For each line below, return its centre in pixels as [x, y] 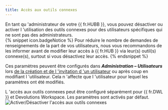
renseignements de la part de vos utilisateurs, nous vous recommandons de [83, 45]
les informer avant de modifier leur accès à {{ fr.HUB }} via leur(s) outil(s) [81, 51]
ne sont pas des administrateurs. [39, 35]
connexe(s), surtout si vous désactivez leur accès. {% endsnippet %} [77, 56]
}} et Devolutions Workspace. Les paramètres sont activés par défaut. [77, 97]
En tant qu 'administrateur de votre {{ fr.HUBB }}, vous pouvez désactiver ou [84, 24]
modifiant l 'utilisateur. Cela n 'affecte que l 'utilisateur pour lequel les [76, 76]
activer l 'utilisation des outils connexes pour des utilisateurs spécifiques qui [84, 29]
